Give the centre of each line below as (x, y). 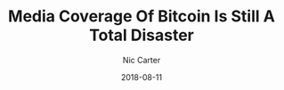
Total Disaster (142, 35)
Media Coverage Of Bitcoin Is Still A (142, 16)
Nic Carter (142, 60)
